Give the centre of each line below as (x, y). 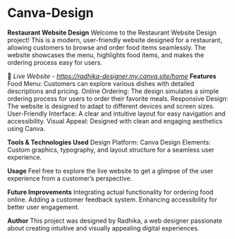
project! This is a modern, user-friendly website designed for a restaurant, (115, 39)
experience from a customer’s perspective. (70, 178)
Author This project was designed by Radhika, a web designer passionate (115, 221)
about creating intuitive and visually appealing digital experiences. (103, 228)
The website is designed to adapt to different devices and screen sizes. (111, 106)
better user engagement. (43, 207)
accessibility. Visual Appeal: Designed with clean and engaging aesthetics (115, 121)
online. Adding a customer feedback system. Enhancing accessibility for (112, 200)
